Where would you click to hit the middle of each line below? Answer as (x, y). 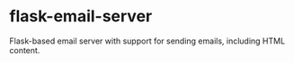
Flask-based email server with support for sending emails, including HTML (147, 41)
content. (25, 50)
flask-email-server (81, 16)
